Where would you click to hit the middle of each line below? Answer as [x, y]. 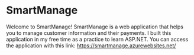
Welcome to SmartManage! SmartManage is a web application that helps [95, 27]
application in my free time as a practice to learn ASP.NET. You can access [97, 39]
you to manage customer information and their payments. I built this [89, 33]
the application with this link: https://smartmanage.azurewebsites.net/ [91, 46]
